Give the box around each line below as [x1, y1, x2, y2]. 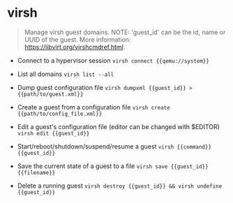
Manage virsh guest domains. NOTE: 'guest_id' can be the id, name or [24, 28, 226, 36]
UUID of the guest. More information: [24, 35, 131, 43]
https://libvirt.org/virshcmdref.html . [24, 43, 126, 51]
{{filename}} [17, 169, 56, 176]
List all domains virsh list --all [17, 70, 114, 78]
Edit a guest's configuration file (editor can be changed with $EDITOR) [17, 122, 220, 130]
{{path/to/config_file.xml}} [17, 110, 103, 117]
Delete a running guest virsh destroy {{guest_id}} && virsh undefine [17, 181, 223, 190]
